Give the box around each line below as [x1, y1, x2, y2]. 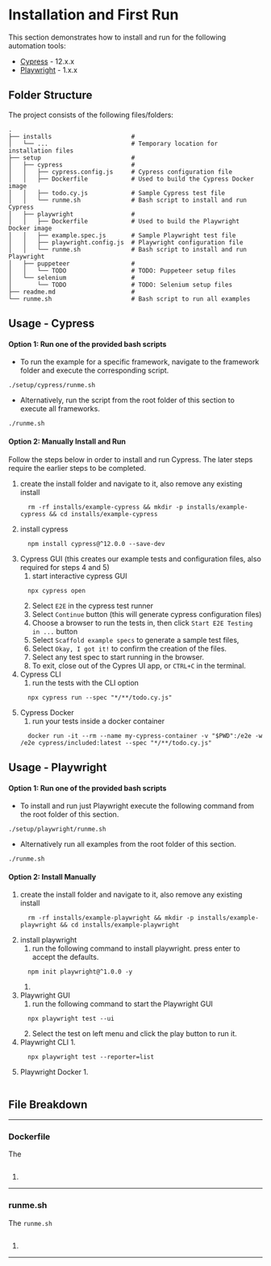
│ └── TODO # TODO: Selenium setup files [8, 281, 232, 289]
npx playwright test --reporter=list [27, 1053, 155, 1061]
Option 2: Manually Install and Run [8, 436, 127, 446]
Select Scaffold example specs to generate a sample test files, [31, 635, 240, 644]
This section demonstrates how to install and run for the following [8, 32, 227, 42]
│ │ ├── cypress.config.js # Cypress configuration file [8, 168, 232, 176]
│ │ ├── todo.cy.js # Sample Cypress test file [8, 189, 226, 197]
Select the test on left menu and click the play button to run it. [31, 1029, 238, 1039]
